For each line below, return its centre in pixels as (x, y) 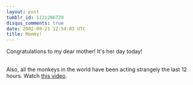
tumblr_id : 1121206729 (35, 17)
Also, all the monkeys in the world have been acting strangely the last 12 (97, 69)
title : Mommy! (24, 34)
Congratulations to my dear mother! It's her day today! (74, 51)
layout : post (23, 12)
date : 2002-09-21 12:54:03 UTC (46, 29)
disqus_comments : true (35, 23)
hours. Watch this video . (37, 76)
